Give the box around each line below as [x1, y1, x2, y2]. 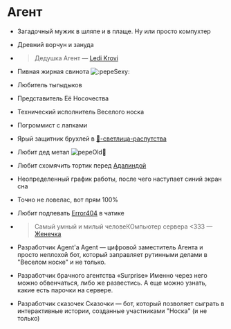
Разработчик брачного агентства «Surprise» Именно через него [17, 271, 207, 279]
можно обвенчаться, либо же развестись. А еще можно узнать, [17, 278, 207, 287]
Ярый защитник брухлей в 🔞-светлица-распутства [17, 134, 167, 143]
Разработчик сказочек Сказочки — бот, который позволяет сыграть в [17, 299, 225, 308]
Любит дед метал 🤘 [17, 148, 107, 156]
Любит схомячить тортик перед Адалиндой [17, 161, 147, 170]
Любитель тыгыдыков [17, 80, 82, 89]
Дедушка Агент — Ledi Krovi [34, 53, 119, 62]
